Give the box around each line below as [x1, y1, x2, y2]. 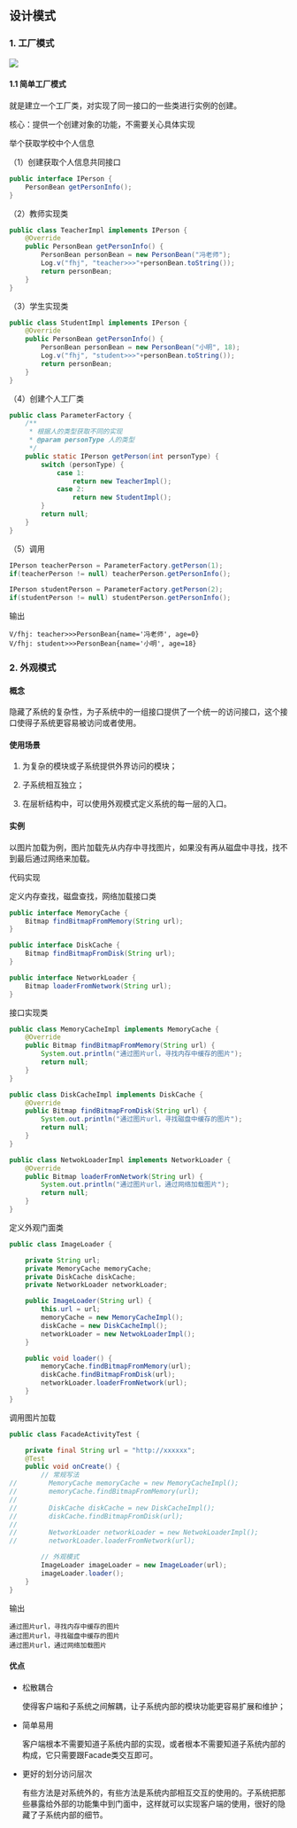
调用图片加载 [9, 1412, 56, 1423]
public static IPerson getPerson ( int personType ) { [25, 451, 219, 461]
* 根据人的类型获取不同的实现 [28, 427, 123, 436]
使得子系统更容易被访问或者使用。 [16, 717, 141, 729]
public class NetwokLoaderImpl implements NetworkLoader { [9, 1155, 232, 1164]
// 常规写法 [41, 1471, 80, 1480]
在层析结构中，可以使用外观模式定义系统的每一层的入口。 [21, 799, 232, 809]
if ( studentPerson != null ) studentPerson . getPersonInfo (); [9, 593, 232, 603]
